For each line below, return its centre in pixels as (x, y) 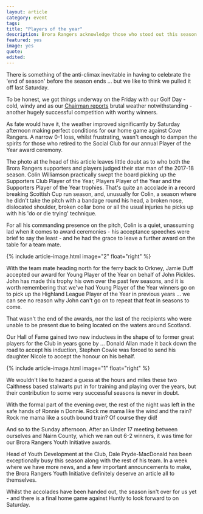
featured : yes (24, 40)
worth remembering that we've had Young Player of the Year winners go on (101, 287)
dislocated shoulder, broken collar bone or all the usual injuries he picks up (100, 207)
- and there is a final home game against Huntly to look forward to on (93, 498)
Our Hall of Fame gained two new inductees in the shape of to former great (100, 337)
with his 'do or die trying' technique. (52, 213)
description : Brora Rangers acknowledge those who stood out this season (102, 35)
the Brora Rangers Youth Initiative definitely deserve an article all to (91, 473)
